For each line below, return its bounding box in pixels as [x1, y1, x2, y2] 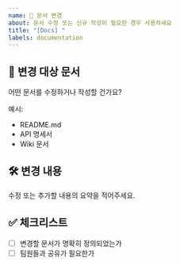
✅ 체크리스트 [8, 216, 68, 229]
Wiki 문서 [19, 139, 49, 149]
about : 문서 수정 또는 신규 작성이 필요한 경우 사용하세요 [8, 19, 172, 27]
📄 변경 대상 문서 [8, 65, 81, 78]
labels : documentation [8, 33, 83, 42]
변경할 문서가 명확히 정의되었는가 [19, 238, 122, 248]
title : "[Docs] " [8, 26, 66, 34]
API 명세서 [19, 130, 53, 139]
